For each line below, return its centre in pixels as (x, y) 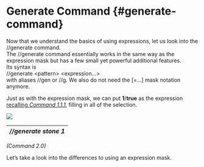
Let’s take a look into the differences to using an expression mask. (89, 157)
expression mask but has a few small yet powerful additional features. (94, 60)
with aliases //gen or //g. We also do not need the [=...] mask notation (93, 80)
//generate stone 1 (37, 131)
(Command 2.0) (26, 146)
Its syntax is (21, 67)
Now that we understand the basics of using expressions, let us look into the (102, 41)
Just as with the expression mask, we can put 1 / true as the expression (95, 98)
